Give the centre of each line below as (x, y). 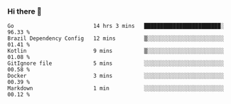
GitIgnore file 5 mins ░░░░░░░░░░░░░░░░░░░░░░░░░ (116, 63)
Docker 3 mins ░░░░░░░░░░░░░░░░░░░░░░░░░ (116, 76)
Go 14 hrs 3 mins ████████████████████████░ (116, 26)
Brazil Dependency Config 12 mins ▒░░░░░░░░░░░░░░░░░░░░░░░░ (116, 38)
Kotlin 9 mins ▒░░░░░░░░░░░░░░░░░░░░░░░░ (116, 51)
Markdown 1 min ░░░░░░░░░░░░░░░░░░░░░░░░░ (116, 88)
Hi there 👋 (25, 11)
